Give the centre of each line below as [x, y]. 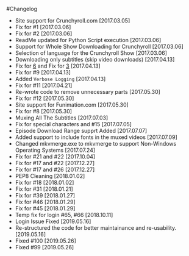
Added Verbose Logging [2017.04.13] [60, 79]
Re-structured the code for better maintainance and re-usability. [96, 228]
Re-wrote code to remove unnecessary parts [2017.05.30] [87, 92]
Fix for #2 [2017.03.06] [44, 34]
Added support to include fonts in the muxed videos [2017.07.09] [96, 137]
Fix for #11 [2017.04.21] [44, 85]
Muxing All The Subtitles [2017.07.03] [62, 118]
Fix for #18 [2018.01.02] [45, 183]
